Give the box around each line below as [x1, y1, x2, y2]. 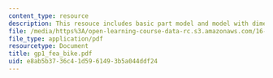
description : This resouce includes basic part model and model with [8, 19, 249, 28]
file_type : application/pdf [8, 34, 104, 43]
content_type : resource [8, 11, 89, 20]
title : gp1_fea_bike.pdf [8, 50, 93, 58]
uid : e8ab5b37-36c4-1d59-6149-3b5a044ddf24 [8, 58, 158, 66]
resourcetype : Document [8, 42, 89, 50]
